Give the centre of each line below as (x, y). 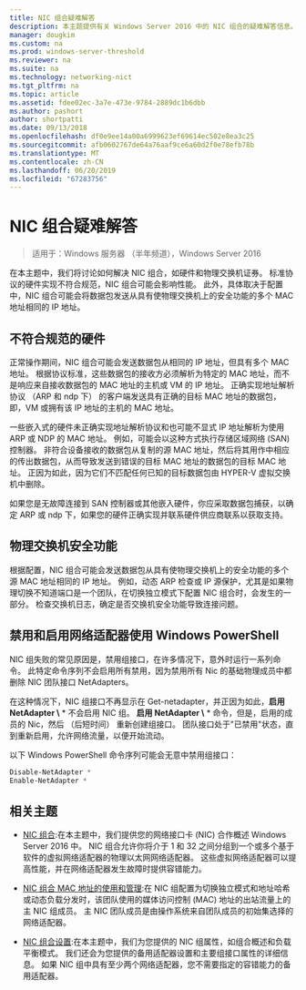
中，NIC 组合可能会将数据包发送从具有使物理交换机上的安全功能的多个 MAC (152, 296)
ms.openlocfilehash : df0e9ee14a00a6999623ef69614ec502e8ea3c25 (132, 137)
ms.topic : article (44, 94)
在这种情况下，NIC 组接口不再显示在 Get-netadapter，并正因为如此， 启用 (147, 701)
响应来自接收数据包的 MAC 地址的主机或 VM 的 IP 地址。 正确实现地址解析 (156, 385)
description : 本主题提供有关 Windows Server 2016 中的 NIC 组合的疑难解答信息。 (153, 26)
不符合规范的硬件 (57, 338)
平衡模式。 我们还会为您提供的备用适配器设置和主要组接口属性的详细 (151, 954)
